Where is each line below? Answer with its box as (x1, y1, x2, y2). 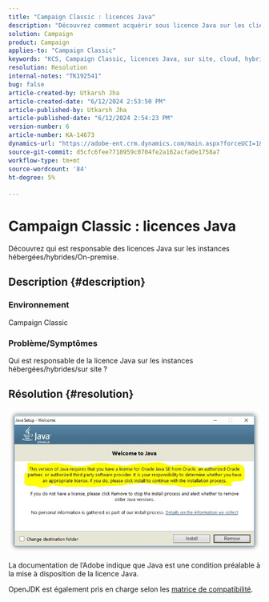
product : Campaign (8, 38, 70, 46)
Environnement (8, 299, 70, 311)
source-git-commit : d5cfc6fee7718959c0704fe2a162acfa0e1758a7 (8, 148, 220, 156)
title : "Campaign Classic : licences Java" (8, 13, 156, 21)
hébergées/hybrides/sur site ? (8, 364, 108, 374)
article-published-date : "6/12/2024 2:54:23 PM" (8, 114, 174, 122)
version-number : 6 (8, 122, 70, 131)
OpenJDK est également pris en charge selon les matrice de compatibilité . (8, 584, 254, 594)
